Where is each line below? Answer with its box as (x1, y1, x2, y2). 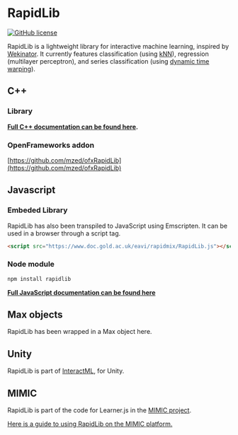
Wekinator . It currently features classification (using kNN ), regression (7, 50, 209, 58)
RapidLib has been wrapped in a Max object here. (7, 327, 152, 336)
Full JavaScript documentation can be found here (7, 288, 156, 296)
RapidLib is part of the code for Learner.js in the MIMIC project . (7, 406, 192, 414)
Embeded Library (7, 205, 68, 215)
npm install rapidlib (7, 275, 72, 282)
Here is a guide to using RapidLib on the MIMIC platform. (7, 419, 173, 429)
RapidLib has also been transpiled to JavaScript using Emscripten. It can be (7, 221, 228, 230)
